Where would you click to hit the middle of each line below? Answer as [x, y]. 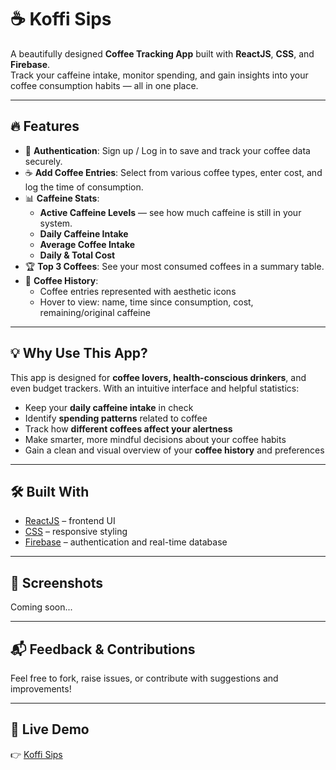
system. [56, 223]
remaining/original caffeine [95, 312]
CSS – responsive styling [76, 532]
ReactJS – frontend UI [70, 521]
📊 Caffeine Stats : [62, 198]
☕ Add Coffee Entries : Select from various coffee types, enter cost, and [173, 172]
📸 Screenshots [57, 582]
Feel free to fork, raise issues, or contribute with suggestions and [144, 678]
